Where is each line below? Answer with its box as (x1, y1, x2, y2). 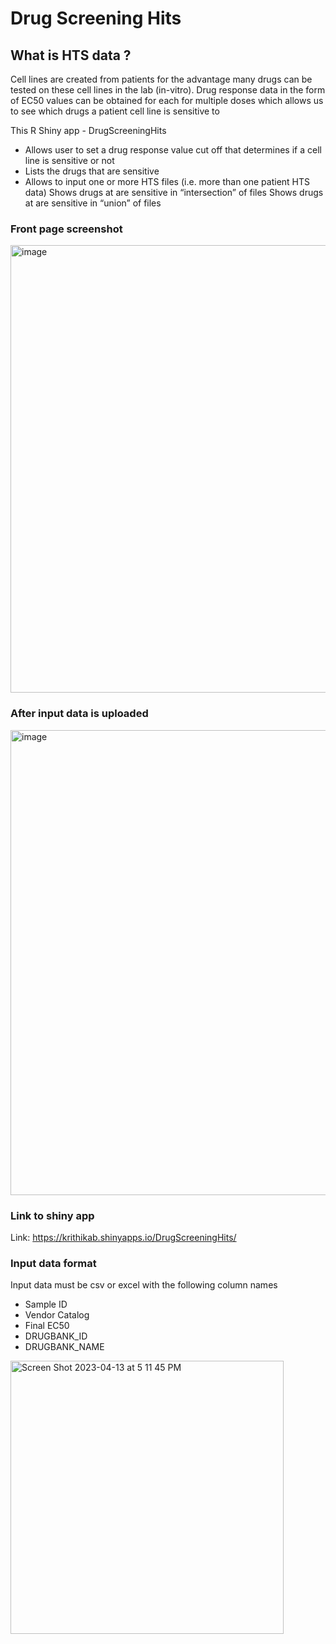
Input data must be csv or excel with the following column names (10, 1279, 278, 1291)
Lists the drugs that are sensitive (24, 165, 160, 177)
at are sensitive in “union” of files (24, 197, 162, 209)
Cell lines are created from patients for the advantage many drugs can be (10, 73, 313, 85)
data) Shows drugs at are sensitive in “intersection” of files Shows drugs (24, 187, 324, 198)
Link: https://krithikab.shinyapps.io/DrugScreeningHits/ (10, 1231, 237, 1243)
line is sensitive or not (24, 155, 115, 166)
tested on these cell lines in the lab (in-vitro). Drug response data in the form (10, 84, 326, 96)
